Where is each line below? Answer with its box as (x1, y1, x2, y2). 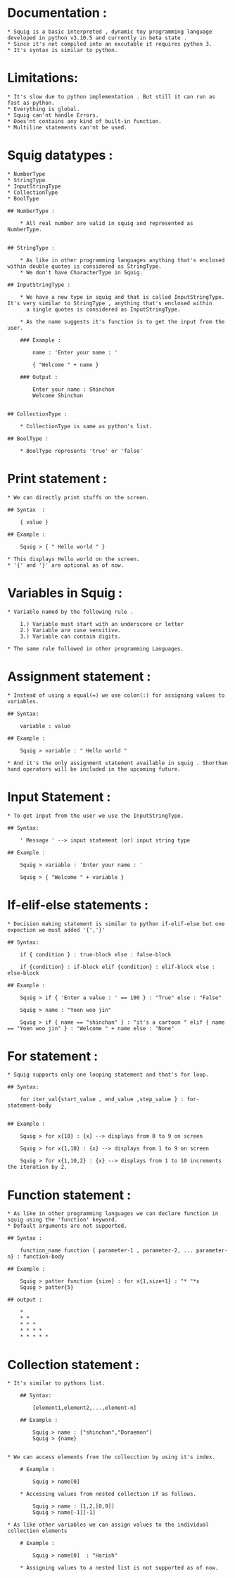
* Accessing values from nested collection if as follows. (20, 1491, 197, 1498)
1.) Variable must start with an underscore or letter (20, 620, 184, 627)
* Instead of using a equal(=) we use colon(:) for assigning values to (7, 691, 225, 699)
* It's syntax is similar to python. (7, 46, 118, 53)
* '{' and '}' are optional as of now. (7, 561, 125, 569)
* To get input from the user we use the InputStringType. (7, 812, 184, 819)
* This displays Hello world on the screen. (7, 556, 140, 563)
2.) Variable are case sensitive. (20, 627, 121, 634)
